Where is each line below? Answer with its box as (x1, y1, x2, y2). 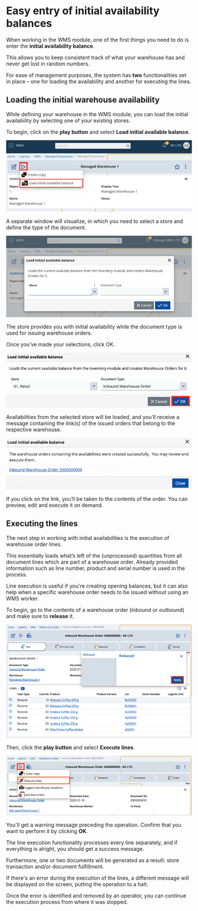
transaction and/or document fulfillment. (6, 863, 104, 870)
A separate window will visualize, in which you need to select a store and (6, 217, 183, 225)
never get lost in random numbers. (6, 60, 90, 67)
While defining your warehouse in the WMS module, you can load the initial (6, 110, 189, 117)
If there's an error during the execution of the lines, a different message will (6, 874, 190, 881)
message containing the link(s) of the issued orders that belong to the (6, 420, 176, 427)
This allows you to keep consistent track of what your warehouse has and (6, 54, 185, 61)
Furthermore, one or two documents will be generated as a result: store (6, 857, 180, 864)
